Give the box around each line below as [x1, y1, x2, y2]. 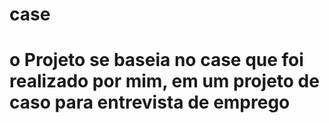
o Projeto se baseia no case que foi [9, 49, 304, 72]
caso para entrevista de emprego [9, 91, 291, 114]
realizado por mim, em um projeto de [9, 70, 320, 93]
